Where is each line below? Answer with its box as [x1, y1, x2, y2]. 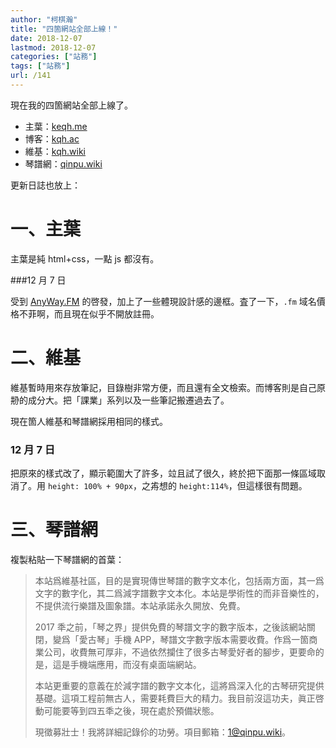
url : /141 [10, 71, 52, 81]
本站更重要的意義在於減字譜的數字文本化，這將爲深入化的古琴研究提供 [34, 679, 325, 691]
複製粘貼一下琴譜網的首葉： [10, 553, 125, 565]
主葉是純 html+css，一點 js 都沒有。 [10, 252, 160, 265]
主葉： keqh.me [24, 120, 88, 132]
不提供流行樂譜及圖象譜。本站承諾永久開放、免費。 [34, 599, 246, 611]
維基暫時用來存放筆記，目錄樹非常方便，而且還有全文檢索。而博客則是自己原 [10, 381, 326, 393]
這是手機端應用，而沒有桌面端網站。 [52, 658, 202, 670]
